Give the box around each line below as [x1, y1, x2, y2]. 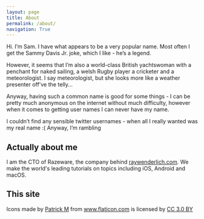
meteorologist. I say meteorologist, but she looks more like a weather [6, 74, 181, 82]
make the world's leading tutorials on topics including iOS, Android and [6, 165, 186, 172]
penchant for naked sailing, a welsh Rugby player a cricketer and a [6, 68, 175, 75]
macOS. [6, 171, 26, 179]
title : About [6, 15, 40, 21]
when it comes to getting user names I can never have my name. [6, 106, 170, 113]
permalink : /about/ [6, 20, 56, 26]
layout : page [6, 9, 40, 15]
